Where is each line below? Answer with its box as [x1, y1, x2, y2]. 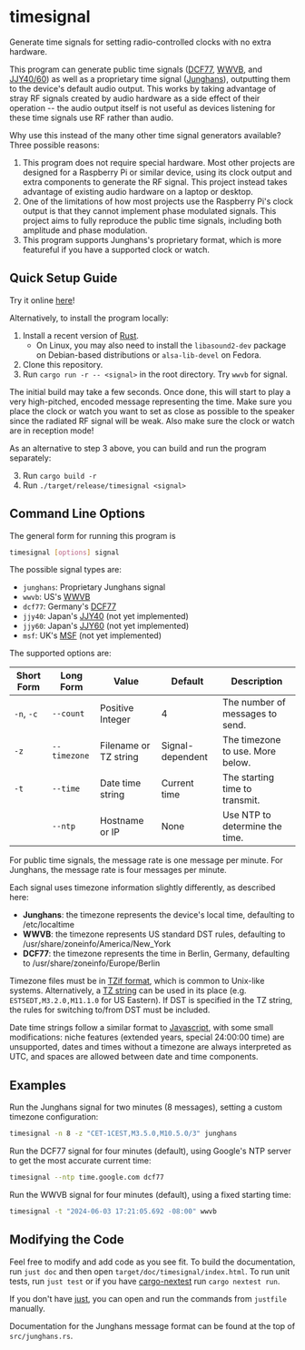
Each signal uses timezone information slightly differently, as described [9, 882, 276, 893]
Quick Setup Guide [9, 270, 118, 286]
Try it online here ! [9, 294, 75, 306]
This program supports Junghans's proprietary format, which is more [22, 234, 282, 245]
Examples [9, 1077, 66, 1093]
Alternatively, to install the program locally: [9, 312, 170, 323]
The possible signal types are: [9, 564, 123, 575]
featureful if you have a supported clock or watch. [22, 244, 211, 255]
